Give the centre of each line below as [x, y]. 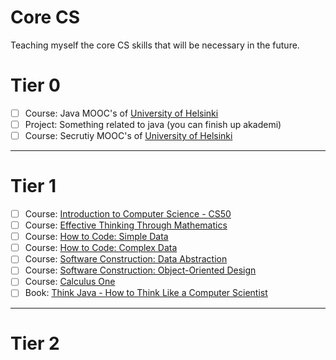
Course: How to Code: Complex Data [101, 248]
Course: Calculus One [70, 282]
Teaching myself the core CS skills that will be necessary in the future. [155, 45]
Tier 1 [33, 186]
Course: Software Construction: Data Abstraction [126, 259]
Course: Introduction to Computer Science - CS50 [128, 214]
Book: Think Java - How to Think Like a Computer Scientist [146, 293]
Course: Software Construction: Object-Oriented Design [140, 270]
